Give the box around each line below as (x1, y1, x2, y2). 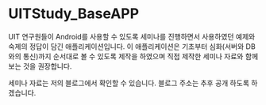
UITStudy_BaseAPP (8, 5, 140, 23)
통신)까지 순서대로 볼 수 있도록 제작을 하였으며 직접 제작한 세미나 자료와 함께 (22, 51, 259, 61)
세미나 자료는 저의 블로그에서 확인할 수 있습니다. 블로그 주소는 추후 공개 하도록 (8, 78, 250, 88)
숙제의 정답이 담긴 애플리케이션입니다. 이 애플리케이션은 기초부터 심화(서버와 (8, 41, 245, 51)
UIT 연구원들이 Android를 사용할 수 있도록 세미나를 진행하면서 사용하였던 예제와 (8, 32, 256, 41)
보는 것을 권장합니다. (8, 61, 72, 71)
